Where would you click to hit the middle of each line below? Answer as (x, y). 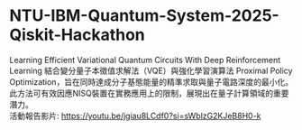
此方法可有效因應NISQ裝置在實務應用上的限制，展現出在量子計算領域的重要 (149, 93)
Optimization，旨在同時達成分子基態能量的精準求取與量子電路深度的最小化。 (151, 81)
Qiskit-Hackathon (78, 35)
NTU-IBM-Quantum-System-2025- (144, 16)
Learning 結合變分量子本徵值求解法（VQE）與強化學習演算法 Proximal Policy (151, 70)
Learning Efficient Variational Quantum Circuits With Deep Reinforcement (145, 60)
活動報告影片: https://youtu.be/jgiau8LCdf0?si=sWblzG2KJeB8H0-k (135, 116)
